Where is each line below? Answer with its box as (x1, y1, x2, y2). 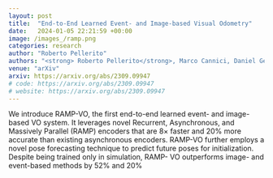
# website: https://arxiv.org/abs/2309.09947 (8, 87, 165, 95)
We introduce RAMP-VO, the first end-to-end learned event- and (8, 109, 225, 119)
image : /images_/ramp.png (8, 34, 96, 43)
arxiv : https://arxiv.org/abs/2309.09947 (8, 72, 151, 80)
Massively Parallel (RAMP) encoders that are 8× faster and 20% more (8, 126, 242, 136)
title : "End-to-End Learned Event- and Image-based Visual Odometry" (8, 19, 253, 28)
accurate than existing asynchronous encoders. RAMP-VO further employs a (8, 135, 265, 145)
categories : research (8, 42, 82, 50)
